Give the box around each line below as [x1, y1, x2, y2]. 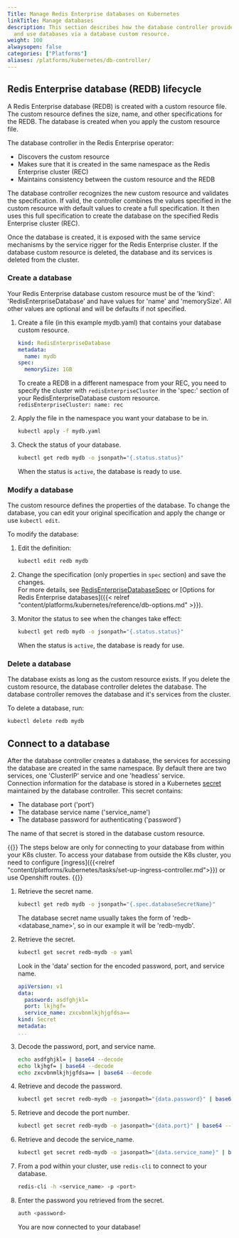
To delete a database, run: [7, 704, 84, 712]
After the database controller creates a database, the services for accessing [7, 756, 231, 765]
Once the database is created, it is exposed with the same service [7, 233, 201, 241]
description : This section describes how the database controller [7, 23, 208, 31]
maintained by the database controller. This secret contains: [7, 787, 184, 795]
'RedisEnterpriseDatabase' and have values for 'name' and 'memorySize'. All [7, 297, 232, 305]
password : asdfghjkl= [24, 996, 89, 1003]
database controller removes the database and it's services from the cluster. [7, 690, 231, 699]
